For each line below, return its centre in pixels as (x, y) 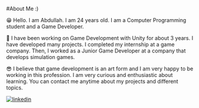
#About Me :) (22, 9)
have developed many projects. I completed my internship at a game (91, 44)
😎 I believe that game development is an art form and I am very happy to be (100, 69)
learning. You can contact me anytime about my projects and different (92, 81)
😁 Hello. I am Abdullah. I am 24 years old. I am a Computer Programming (96, 20)
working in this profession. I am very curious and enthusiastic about (90, 75)
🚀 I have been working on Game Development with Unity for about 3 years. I (100, 38)
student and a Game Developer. (45, 27)
